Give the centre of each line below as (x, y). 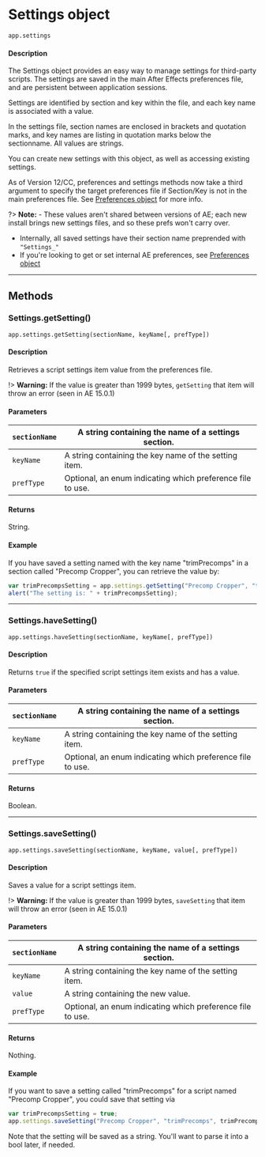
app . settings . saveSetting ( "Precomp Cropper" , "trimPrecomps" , (112, 1121)
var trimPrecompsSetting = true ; (63, 1114)
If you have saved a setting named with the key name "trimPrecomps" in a (128, 562)
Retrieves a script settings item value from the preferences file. (110, 370)
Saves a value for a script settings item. (72, 885)
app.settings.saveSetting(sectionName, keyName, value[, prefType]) (123, 850)
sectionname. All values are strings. (66, 143)
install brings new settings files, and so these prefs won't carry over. (119, 223)
